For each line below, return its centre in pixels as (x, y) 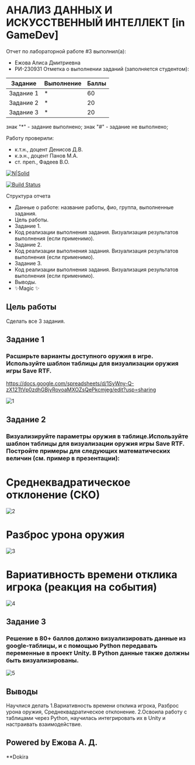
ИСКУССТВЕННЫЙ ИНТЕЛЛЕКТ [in (95, 23)
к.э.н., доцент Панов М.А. (46, 155)
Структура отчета (28, 196)
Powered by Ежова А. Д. (52, 742)
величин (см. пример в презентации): (63, 458)
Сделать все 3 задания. (36, 321)
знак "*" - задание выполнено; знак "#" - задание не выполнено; (87, 127)
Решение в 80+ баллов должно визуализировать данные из (96, 638)
